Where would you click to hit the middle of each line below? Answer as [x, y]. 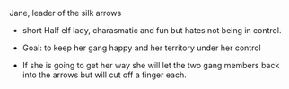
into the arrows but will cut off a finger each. [104, 75]
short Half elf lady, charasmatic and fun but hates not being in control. [152, 30]
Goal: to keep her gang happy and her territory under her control [142, 48]
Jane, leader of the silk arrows [66, 13]
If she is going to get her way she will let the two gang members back [151, 65]
